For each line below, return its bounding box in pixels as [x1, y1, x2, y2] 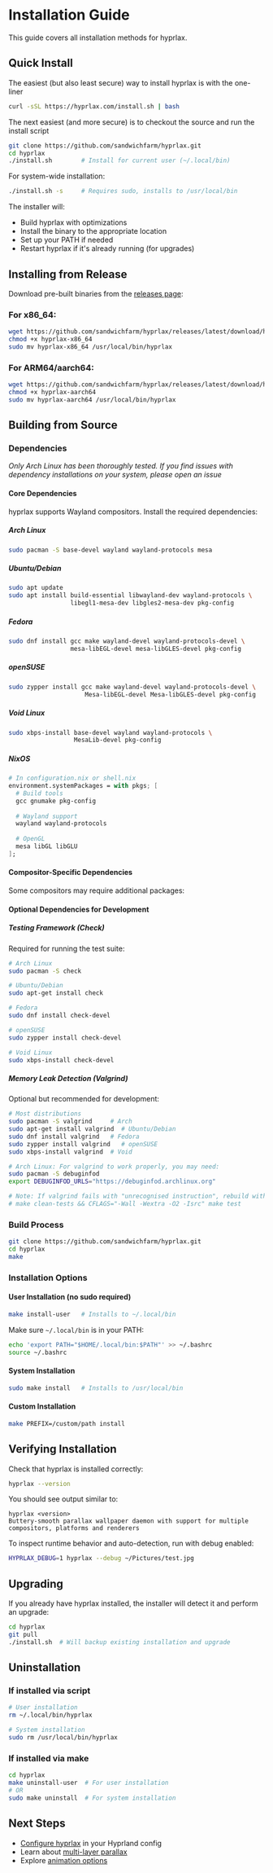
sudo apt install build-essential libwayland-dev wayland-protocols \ [8, 591, 253, 600]
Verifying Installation [8, 1442, 117, 1456]
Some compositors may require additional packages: [8, 886, 185, 895]
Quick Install [8, 56, 73, 70]
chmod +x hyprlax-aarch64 [8, 389, 96, 397]
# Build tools [15, 789, 63, 798]
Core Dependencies [8, 489, 77, 499]
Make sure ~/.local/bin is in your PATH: [8, 1325, 145, 1334]
